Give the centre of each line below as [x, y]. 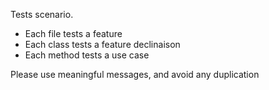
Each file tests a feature [73, 33]
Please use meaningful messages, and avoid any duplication [135, 74]
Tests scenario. [42, 14]
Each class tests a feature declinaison [102, 44]
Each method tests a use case [87, 55]
